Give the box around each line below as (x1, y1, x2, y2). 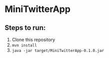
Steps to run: (4, 23, 46, 32)
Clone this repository (11, 36, 55, 42)
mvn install (11, 43, 37, 48)
